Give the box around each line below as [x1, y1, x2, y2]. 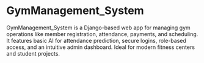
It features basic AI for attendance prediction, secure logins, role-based [6, 37, 186, 44]
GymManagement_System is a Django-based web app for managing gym [6, 24, 191, 31]
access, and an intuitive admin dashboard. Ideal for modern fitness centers [6, 43, 195, 51]
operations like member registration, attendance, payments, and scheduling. [6, 30, 199, 37]
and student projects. [6, 50, 60, 57]
